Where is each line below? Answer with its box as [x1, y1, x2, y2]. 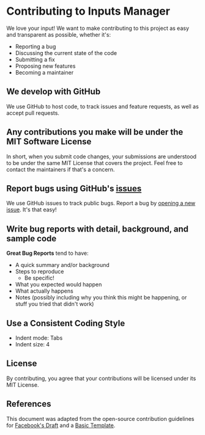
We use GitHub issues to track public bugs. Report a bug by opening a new [6, 200, 196, 207]
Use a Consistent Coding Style [6, 318, 125, 328]
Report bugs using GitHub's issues [6, 183, 142, 194]
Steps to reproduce [15, 268, 64, 276]
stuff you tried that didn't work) [15, 301, 94, 308]
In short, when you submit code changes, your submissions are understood [6, 153, 197, 160]
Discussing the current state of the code [15, 49, 117, 56]
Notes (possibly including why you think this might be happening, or [15, 294, 187, 301]
